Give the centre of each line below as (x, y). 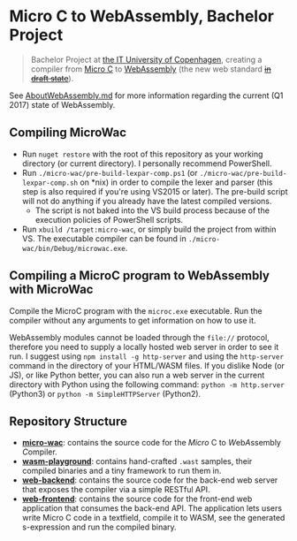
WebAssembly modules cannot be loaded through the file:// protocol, (139, 337)
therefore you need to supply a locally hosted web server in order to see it (144, 347)
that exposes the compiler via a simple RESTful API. (116, 490)
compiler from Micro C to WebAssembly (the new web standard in (151, 69)
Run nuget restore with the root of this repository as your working (142, 154)
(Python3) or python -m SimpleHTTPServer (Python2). (105, 393)
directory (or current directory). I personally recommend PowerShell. (147, 163)
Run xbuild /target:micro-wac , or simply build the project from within (149, 229)
